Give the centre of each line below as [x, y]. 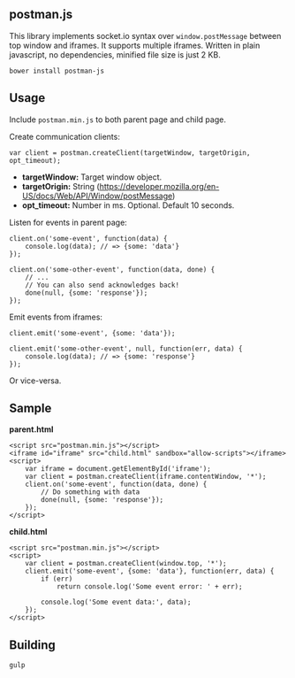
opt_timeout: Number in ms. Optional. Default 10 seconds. [128, 205]
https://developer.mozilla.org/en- [159, 186]
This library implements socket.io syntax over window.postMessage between [145, 35]
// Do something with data [91, 492]
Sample [30, 408]
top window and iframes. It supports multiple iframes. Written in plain [135, 45]
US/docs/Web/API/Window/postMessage [97, 196]
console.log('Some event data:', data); [116, 602]
